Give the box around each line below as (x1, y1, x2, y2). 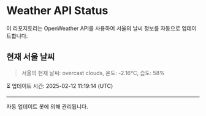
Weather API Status (6, 4, 109, 18)
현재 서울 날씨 (6, 52, 55, 62)
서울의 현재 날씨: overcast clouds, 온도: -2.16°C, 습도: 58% (21, 69, 166, 76)
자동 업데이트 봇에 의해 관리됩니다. (6, 103, 88, 110)
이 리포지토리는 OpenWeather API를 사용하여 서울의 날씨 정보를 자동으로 (6, 24, 181, 32)
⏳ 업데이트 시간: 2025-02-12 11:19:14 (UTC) (6, 82, 113, 89)
